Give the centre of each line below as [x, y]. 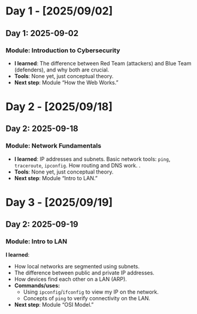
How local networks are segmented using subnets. [77, 266]
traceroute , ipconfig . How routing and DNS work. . [78, 165]
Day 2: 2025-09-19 [42, 224]
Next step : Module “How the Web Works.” [66, 82]
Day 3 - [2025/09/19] [59, 202]
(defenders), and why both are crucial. [62, 70]
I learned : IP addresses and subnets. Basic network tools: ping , [92, 159]
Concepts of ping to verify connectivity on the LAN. [87, 298]
